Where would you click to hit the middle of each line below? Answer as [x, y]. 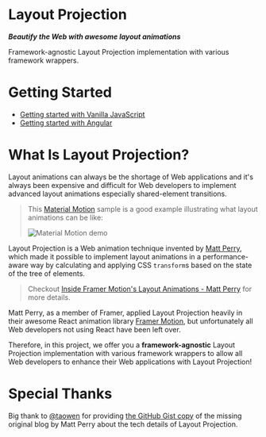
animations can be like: [65, 217]
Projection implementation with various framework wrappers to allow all [125, 353]
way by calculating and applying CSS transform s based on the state [141, 265]
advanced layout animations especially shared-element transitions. [118, 194]
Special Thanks [60, 393]
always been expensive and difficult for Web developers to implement [122, 185]
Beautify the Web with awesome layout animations [94, 36]
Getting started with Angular [66, 123]
